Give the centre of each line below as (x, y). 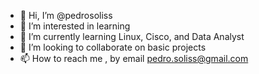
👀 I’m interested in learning (75, 26)
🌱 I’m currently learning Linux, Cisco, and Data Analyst (132, 36)
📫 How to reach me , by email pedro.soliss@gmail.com (134, 58)
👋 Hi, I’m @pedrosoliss (66, 15)
